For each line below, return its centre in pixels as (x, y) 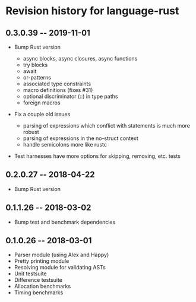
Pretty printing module (42, 261)
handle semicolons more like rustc (65, 144)
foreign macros (42, 103)
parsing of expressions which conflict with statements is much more (107, 125)
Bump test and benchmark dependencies (65, 222)
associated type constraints (57, 84)
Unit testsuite (30, 274)
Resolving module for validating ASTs (60, 268)
